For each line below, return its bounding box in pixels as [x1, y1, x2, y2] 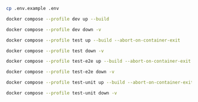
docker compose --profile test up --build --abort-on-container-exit [6, 37, 181, 43]
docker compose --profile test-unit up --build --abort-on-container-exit [6, 80, 194, 86]
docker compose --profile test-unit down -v [6, 90, 117, 96]
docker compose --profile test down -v [6, 47, 104, 54]
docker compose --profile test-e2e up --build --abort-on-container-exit [6, 59, 192, 64]
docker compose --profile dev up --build [6, 16, 110, 22]
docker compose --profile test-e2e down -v [6, 69, 115, 75]
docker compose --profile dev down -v [6, 26, 101, 32]
